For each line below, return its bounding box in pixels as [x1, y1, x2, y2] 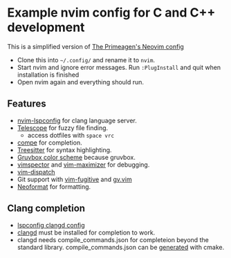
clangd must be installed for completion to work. [17, 228, 156, 237]
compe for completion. [17, 138, 82, 147]
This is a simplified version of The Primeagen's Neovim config [7, 42, 185, 50]
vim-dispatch [17, 167, 55, 176]
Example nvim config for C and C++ [7, 5, 216, 21]
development [7, 19, 85, 35]
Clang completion [7, 203, 85, 214]
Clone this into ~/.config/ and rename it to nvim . [17, 55, 156, 64]
